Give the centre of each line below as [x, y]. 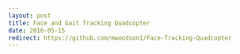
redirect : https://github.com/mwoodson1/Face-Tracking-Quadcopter [120, 38]
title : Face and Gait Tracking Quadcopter [79, 23]
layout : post [30, 15]
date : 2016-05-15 [37, 30]
